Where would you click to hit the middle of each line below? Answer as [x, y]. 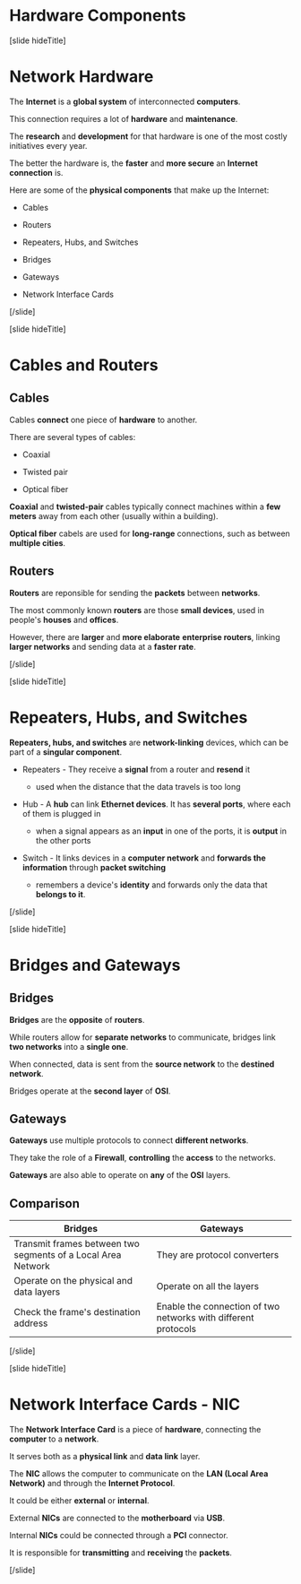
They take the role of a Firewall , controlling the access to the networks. [142, 1158]
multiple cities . [37, 542]
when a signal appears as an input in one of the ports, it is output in [161, 831]
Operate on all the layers [208, 1286]
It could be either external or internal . [79, 1501]
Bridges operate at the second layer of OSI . [90, 1091]
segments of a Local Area [68, 1255]
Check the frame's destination [77, 1312]
